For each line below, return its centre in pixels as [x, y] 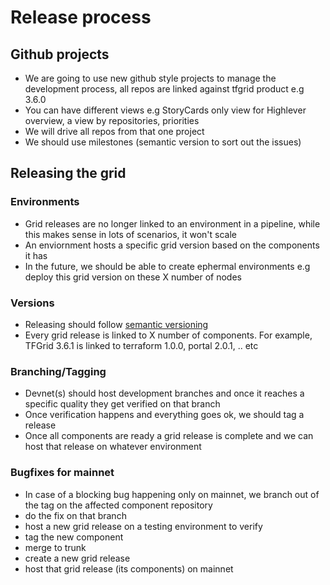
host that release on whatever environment [113, 447]
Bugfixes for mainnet [62, 473]
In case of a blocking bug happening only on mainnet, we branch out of [172, 494]
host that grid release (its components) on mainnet [129, 568]
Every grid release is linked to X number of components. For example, [168, 335]
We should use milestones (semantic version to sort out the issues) [163, 142]
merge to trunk [55, 547]
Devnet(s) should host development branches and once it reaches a [164, 393]
